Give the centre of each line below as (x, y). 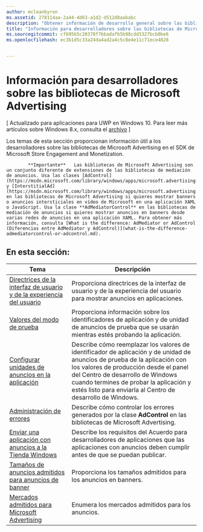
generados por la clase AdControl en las (129, 415)
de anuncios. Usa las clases (43, 175)
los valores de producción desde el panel (130, 367)
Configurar (25, 359)
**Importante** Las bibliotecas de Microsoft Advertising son (111, 165)
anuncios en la (30, 374)
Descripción (133, 269)
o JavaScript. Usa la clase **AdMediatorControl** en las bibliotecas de (101, 207)
